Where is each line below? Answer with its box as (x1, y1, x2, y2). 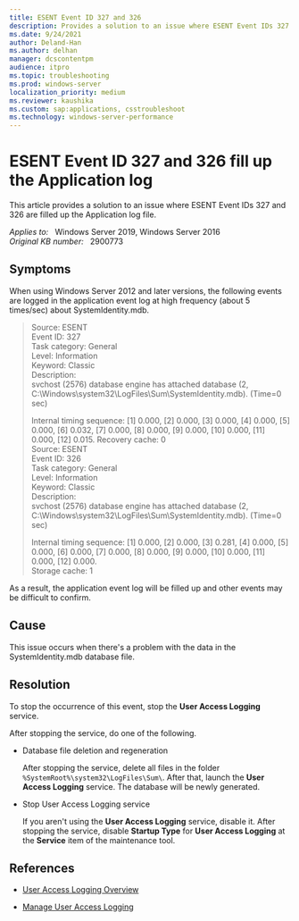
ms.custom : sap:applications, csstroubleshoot (9, 105, 186, 113)
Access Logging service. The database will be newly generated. (21, 781, 261, 791)
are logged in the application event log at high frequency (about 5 (9, 295, 251, 306)
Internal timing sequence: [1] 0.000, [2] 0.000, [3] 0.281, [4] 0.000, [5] (30, 537, 288, 548)
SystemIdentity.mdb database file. (9, 651, 136, 662)
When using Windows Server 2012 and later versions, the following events (9, 285, 283, 296)
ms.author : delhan (9, 46, 78, 55)
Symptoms (9, 262, 71, 277)
